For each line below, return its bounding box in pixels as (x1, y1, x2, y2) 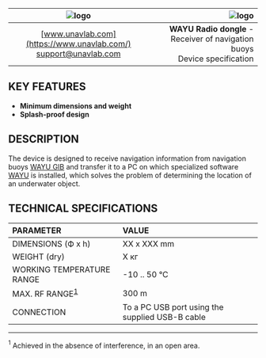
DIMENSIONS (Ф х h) (12, 238, 91, 249)
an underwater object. (8, 178, 81, 189)
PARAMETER (12, 225, 62, 236)
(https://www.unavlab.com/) (25, 39, 131, 49)
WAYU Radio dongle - (169, 24, 254, 34)
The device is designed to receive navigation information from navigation (8, 154, 247, 163)
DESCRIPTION (8, 132, 79, 146)
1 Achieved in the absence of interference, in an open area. (8, 339, 200, 350)
